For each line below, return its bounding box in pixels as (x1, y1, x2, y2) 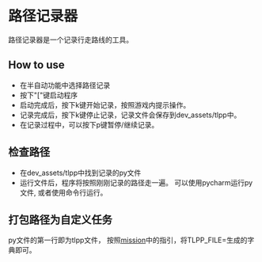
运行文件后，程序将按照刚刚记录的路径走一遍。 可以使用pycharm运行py (19, 177, 253, 187)
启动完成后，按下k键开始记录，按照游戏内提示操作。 (19, 100, 191, 109)
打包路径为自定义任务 (8, 213, 112, 226)
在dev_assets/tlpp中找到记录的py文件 (19, 168, 142, 177)
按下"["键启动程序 (19, 90, 78, 100)
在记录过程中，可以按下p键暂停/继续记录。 (19, 120, 159, 129)
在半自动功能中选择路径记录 (19, 80, 111, 89)
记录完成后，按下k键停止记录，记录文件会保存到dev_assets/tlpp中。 (19, 110, 241, 120)
